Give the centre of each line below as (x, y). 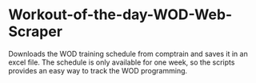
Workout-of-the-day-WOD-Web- (120, 15)
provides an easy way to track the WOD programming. (98, 70)
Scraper (35, 32)
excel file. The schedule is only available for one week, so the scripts (122, 62)
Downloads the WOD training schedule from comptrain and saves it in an (128, 53)
